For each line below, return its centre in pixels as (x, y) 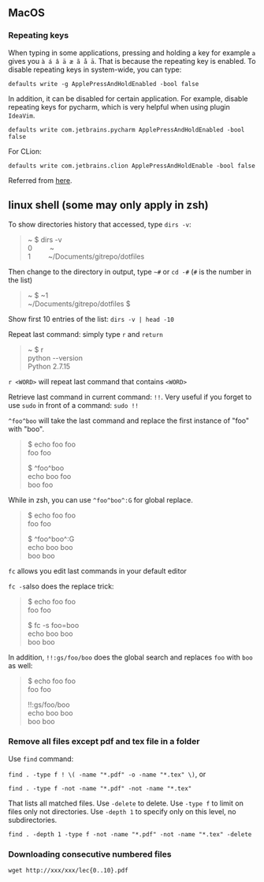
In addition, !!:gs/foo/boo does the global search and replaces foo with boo (131, 657)
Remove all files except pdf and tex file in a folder (104, 742)
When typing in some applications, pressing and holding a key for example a (132, 52)
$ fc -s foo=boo (53, 625)
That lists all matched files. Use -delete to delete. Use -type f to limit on (126, 803)
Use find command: (41, 759)
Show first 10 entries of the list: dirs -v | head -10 (91, 319)
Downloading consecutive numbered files (90, 854)
